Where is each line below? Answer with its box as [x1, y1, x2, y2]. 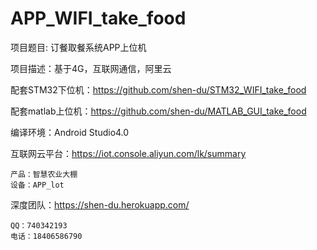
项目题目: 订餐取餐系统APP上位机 [10, 41, 147, 53]
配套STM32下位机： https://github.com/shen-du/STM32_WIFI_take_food [10, 83, 307, 96]
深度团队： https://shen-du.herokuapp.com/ [10, 198, 190, 211]
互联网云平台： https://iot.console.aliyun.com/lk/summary [10, 147, 247, 159]
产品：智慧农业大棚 [10, 169, 78, 179]
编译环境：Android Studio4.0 [10, 126, 130, 138]
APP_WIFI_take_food [10, 7, 187, 30]
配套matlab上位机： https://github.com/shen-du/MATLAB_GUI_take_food [10, 105, 307, 117]
